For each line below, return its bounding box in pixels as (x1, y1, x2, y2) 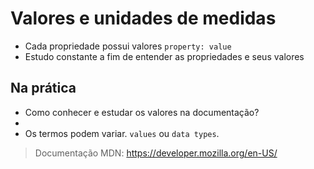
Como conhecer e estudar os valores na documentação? (24, 106, 260, 118)
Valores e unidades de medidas (10, 7, 277, 30)
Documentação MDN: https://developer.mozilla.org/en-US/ (34, 147, 278, 159)
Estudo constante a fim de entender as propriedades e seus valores (24, 50, 305, 62)
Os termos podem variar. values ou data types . (24, 127, 220, 139)
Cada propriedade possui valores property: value (24, 40, 232, 52)
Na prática (10, 80, 77, 97)
